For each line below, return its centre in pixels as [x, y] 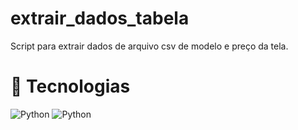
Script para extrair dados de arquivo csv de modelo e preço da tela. [149, 46]
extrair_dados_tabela [100, 18]
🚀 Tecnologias [70, 86]
